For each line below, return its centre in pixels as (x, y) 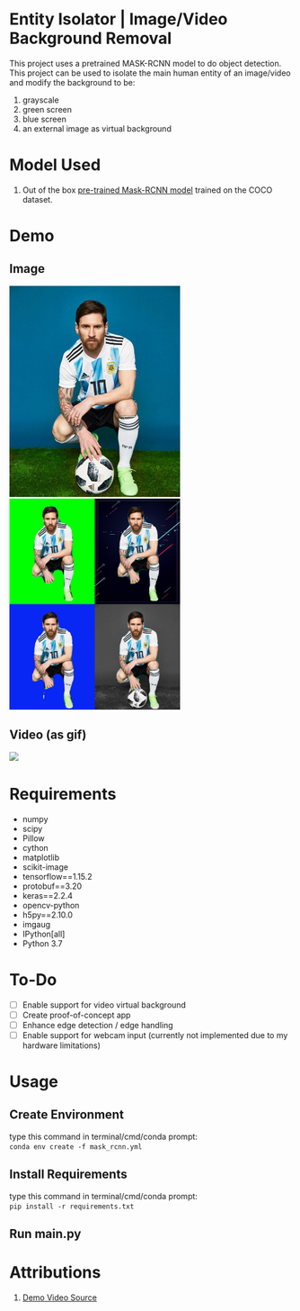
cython (35, 847)
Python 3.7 (42, 943)
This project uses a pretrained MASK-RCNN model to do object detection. (146, 63)
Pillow (33, 838)
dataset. (37, 199)
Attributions (55, 1273)
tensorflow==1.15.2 (57, 876)
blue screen (44, 119)
